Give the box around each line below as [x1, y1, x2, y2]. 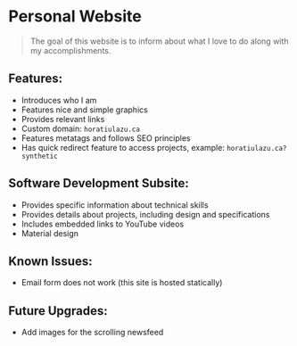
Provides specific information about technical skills [21, 199, 209, 210]
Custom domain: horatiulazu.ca [21, 123, 140, 134]
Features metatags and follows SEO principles [21, 132, 191, 144]
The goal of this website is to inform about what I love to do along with [29, 36, 289, 46]
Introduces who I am [21, 95, 97, 105]
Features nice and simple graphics [21, 104, 148, 115]
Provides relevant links [21, 113, 105, 124]
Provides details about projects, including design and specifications [21, 209, 270, 219]
